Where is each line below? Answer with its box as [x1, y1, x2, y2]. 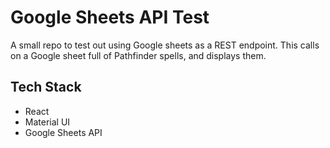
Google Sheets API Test [10, 6, 210, 29]
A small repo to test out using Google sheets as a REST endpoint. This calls [10, 39, 320, 51]
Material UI [24, 116, 71, 128]
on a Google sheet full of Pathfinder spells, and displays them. [10, 49, 267, 61]
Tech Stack [10, 79, 82, 96]
